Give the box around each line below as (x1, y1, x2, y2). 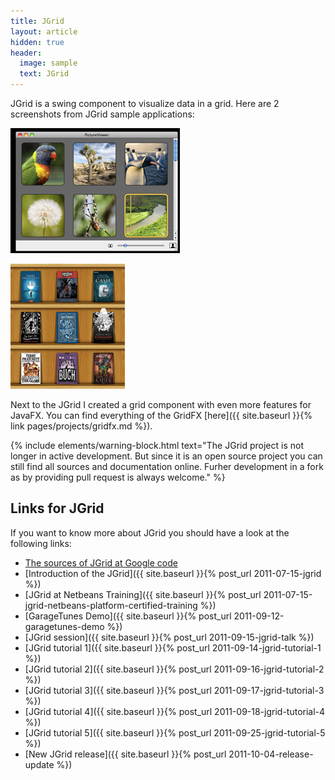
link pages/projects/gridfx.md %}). (10, 420, 153, 432)
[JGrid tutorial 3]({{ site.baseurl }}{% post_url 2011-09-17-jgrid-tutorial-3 (24, 684, 325, 696)
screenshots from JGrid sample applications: (10, 108, 195, 120)
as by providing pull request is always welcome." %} (10, 471, 226, 483)
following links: (10, 537, 72, 549)
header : (10, 48, 43, 58)
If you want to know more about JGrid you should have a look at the (10, 526, 290, 539)
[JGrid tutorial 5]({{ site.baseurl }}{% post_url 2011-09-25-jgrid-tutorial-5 (24, 726, 326, 739)
